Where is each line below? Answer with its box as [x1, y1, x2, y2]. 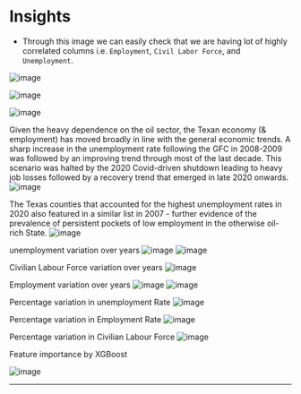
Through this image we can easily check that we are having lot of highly [21, 36, 288, 47]
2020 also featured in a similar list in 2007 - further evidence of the [9, 208, 257, 218]
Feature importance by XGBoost [9, 348, 128, 359]
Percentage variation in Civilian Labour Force [9, 331, 176, 342]
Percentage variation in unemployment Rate [9, 296, 171, 307]
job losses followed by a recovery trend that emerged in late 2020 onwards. [9, 172, 289, 183]
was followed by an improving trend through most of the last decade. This [9, 152, 282, 163]
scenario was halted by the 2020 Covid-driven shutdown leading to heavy [9, 162, 283, 173]
